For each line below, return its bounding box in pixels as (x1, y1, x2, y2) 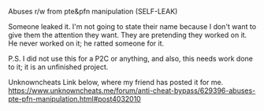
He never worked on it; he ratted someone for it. (8, 39, 165, 48)
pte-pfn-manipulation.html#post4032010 (8, 94, 142, 103)
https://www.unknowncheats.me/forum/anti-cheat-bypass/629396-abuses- (8, 86, 256, 95)
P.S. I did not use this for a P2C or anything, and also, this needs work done (8, 54, 254, 63)
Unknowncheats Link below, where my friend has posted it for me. (8, 78, 224, 87)
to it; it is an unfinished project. (8, 62, 109, 72)
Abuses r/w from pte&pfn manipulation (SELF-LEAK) (8, 7, 178, 16)
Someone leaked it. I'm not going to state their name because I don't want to (8, 22, 257, 31)
